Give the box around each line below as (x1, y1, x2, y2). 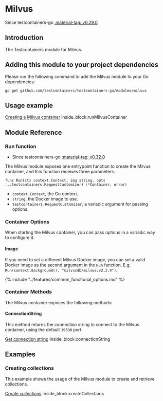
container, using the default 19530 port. (5, 327, 83, 333)
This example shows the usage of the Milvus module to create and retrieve (5, 376, 155, 382)
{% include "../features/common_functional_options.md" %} (5, 276, 125, 282)
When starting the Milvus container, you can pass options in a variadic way (5, 230, 156, 236)
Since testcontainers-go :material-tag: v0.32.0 (12, 154, 106, 160)
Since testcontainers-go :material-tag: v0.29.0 (5, 19, 98, 25)
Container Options (5, 218, 50, 225)
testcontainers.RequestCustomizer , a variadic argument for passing (12, 201, 148, 207)
